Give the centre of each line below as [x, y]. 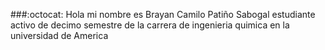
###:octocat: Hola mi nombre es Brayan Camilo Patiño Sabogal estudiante [163, 14]
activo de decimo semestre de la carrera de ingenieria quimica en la [150, 25]
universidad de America [59, 35]
